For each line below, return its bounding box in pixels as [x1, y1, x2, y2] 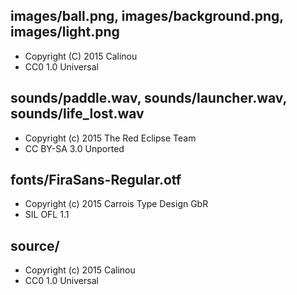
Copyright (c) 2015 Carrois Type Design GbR [24, 198, 209, 210]
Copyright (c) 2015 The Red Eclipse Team [24, 132, 197, 144]
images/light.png [10, 24, 120, 41]
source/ [10, 237, 60, 254]
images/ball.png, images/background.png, [10, 8, 284, 25]
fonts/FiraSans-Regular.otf [10, 172, 182, 189]
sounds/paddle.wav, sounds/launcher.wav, [10, 90, 287, 107]
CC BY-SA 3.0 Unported [24, 142, 125, 154]
